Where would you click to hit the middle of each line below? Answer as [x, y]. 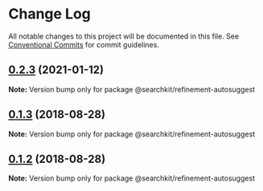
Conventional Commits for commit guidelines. [84, 44]
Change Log [49, 14]
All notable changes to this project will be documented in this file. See [124, 36]
